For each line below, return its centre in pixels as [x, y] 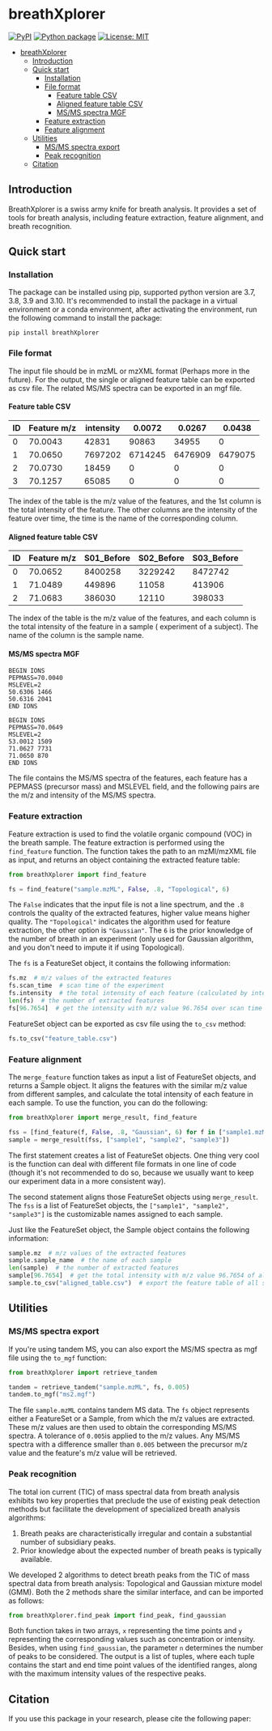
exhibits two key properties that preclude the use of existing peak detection [134, 1500]
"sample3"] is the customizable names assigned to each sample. [116, 1214]
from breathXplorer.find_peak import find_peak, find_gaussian [117, 1615]
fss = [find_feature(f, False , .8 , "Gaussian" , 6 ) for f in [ [115, 1132]
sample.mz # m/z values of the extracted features [97, 1253]
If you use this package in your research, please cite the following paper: [130, 1719]
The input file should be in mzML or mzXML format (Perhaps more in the [129, 371]
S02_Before [161, 558]
